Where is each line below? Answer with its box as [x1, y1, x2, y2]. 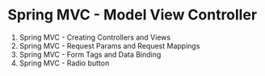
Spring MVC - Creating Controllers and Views [19, 32, 171, 42]
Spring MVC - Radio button [19, 58, 110, 68]
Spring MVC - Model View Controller [7, 6, 258, 24]
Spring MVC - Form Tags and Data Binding [19, 49, 162, 59]
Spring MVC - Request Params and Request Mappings [19, 40, 200, 50]
